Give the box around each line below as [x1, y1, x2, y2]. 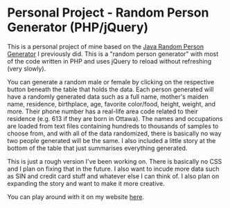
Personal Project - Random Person [7, 5, 209, 21]
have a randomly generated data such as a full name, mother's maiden [7, 92, 209, 101]
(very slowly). [7, 64, 46, 73]
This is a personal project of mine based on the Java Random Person [7, 42, 204, 50]
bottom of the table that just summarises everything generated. [7, 144, 188, 152]
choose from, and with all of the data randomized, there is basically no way [7, 129, 222, 138]
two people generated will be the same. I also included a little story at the [7, 136, 216, 144]
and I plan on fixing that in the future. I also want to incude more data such [7, 164, 220, 173]
